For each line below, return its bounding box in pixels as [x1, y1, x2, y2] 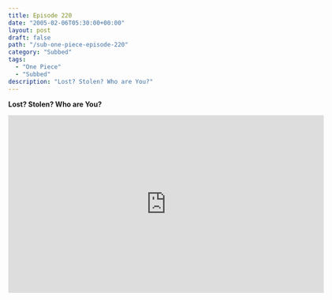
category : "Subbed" [8, 48, 73, 56]
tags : [8, 56, 26, 64]
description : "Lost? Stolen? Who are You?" [8, 77, 154, 85]
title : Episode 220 [8, 11, 73, 20]
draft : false [8, 33, 51, 42]
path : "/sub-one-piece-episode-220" [8, 41, 129, 49]
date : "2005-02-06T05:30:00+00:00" [8, 19, 125, 27]
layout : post [8, 26, 51, 34]
